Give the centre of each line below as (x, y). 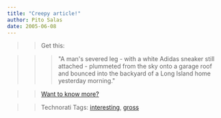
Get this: (53, 46)
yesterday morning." (87, 81)
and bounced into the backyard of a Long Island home (134, 73)
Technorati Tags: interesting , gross (90, 108)
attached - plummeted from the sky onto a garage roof (135, 67)
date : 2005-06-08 (32, 26)
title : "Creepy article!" (44, 13)
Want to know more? (70, 94)
